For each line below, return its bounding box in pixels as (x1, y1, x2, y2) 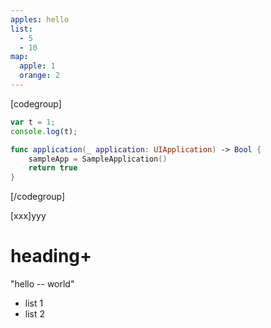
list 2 (24, 308, 46, 320)
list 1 (24, 297, 44, 310)
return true (28, 163, 78, 173)
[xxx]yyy (10, 210, 47, 222)
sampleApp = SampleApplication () (28, 154, 168, 164)
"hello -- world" (10, 278, 75, 290)
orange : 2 (19, 71, 60, 81)
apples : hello (10, 14, 70, 25)
